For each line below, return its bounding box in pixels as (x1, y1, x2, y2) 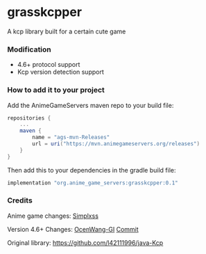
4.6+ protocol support (17, 61, 80, 69)
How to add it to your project (7, 85, 105, 95)
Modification (7, 45, 52, 54)
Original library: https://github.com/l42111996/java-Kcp (7, 238, 164, 247)
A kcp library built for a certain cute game (7, 27, 126, 35)
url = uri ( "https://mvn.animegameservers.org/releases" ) (32, 141, 200, 148)
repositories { (7, 114, 51, 122)
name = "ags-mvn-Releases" (32, 134, 110, 141)
